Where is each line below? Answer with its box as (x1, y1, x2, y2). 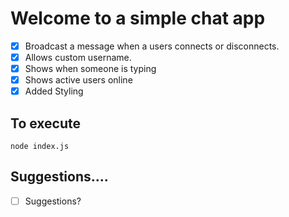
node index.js (10, 142, 70, 152)
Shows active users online (24, 74, 133, 86)
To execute (10, 115, 82, 132)
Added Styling (24, 85, 84, 97)
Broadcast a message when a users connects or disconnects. (24, 40, 280, 52)
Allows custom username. (24, 52, 132, 63)
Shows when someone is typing (24, 63, 157, 75)
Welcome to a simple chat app (10, 7, 266, 30)
